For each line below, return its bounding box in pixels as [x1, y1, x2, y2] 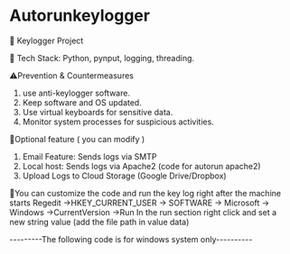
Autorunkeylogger [9, 5, 151, 26]
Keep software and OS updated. [22, 96, 142, 108]
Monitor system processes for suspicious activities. [22, 116, 214, 127]
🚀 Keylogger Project [9, 35, 84, 46]
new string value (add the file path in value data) [9, 216, 190, 227]
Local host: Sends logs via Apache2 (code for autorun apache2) [22, 160, 261, 171]
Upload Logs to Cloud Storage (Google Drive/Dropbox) [22, 170, 228, 181]
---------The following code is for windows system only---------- [9, 233, 253, 244]
